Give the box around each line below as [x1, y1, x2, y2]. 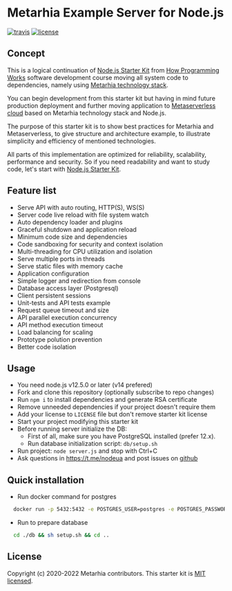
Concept [7, 48, 46, 59]
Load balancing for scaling [17, 328, 93, 336]
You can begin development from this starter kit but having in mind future [7, 94, 216, 102]
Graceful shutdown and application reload [17, 225, 137, 233]
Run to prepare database [17, 519, 88, 527]
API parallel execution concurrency [17, 313, 117, 322]
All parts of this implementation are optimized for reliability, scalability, [7, 150, 207, 158]
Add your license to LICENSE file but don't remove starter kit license [17, 410, 208, 418]
